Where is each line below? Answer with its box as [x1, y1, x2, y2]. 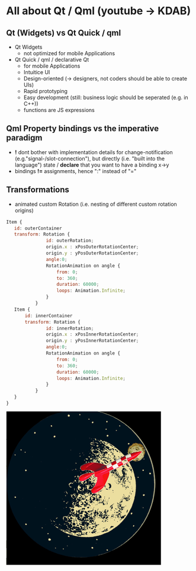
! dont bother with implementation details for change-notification [14, 148, 173, 155]
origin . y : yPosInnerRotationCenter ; [46, 338, 139, 344]
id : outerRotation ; [46, 238, 94, 244]
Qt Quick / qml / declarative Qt [14, 56, 89, 63]
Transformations [6, 185, 70, 195]
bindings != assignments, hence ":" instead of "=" [14, 167, 137, 174]
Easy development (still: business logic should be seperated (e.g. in [23, 94, 188, 101]
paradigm [6, 133, 43, 143]
